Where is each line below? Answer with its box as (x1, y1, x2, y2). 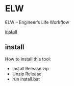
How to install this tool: (5, 56, 51, 62)
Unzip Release (12, 71, 42, 77)
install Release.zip (12, 65, 49, 71)
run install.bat (12, 76, 40, 82)
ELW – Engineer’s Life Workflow (5, 19, 70, 25)
